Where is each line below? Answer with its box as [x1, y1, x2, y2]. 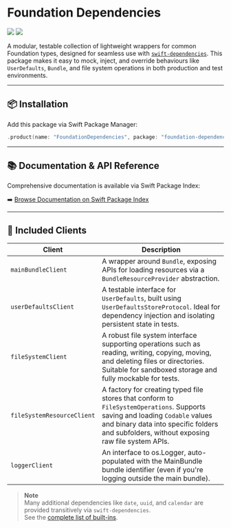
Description [141, 245, 181, 254]
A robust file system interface [102, 331, 197, 341]
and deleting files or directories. [102, 356, 205, 366]
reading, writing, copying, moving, [102, 348, 212, 358]
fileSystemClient [10, 353, 67, 361]
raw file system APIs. [102, 436, 170, 446]
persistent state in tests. [102, 319, 179, 329]
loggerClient [10, 462, 54, 469]
